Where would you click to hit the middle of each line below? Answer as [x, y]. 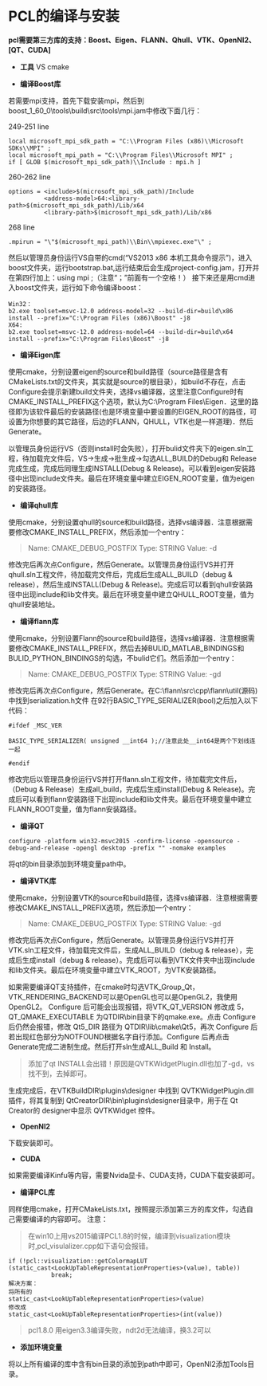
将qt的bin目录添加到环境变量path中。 [69, 864]
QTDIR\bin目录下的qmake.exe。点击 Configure [180, 1016]
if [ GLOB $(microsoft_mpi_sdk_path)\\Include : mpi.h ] [105, 162]
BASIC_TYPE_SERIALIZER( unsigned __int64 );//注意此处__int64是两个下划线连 [132, 741]
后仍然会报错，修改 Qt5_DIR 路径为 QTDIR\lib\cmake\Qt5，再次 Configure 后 [133, 1027]
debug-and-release [39, 848]
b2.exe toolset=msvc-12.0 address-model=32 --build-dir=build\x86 [121, 311]
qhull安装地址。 [34, 604]
